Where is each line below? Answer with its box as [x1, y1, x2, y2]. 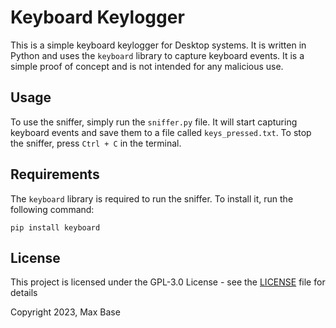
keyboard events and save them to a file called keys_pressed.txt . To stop [10, 126, 312, 138]
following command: [10, 203, 95, 215]
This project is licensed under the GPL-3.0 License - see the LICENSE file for [10, 276, 326, 288]
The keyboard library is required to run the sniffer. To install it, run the [10, 192, 294, 205]
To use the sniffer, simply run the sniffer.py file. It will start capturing [10, 116, 298, 128]
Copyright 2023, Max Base [10, 306, 121, 318]
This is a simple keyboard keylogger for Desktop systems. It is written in [10, 39, 307, 51]
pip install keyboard [10, 222, 101, 233]
